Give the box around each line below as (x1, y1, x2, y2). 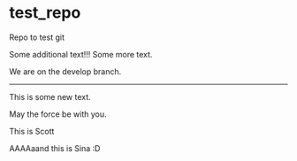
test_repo (9, 3, 81, 23)
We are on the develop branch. (9, 65, 122, 77)
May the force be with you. (9, 109, 107, 119)
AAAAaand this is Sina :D (9, 142, 101, 153)
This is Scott (9, 126, 55, 136)
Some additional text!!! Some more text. (9, 49, 153, 59)
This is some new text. (9, 91, 91, 102)
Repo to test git (9, 32, 65, 42)
